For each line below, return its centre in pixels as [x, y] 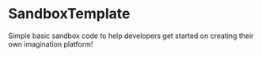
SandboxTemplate [69, 14]
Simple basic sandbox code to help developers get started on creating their [131, 36]
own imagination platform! [51, 44]
